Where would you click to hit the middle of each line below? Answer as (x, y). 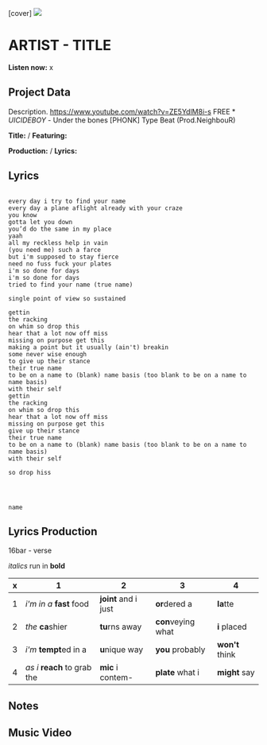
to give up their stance (49, 361)
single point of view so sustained (67, 298)
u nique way (122, 650)
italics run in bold (37, 566)
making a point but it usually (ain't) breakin (89, 347)
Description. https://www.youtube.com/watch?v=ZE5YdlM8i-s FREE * (122, 111)
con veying (175, 622)
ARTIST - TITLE (60, 46)
